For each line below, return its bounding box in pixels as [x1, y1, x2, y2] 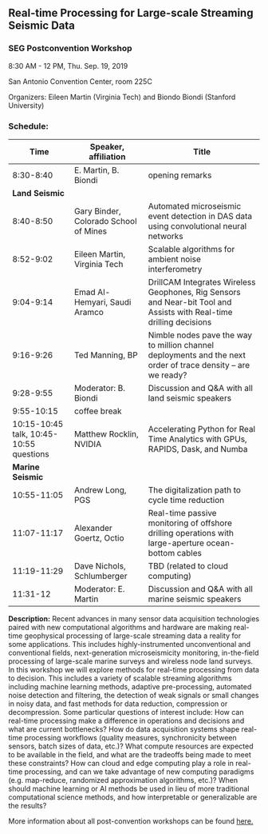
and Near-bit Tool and [148, 296, 232, 307]
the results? [8, 800, 47, 810]
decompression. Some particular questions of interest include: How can [8, 707, 244, 716]
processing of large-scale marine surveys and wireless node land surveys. [8, 656, 254, 666]
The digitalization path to [148, 484, 242, 495]
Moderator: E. [74, 583, 125, 594]
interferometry [148, 263, 203, 274]
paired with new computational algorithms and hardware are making [8, 622, 233, 632]
